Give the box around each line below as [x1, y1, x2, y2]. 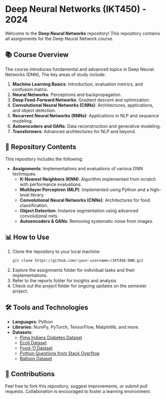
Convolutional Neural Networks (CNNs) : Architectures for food [19, 197, 150, 203]
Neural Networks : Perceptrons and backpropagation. [12, 92, 122, 98]
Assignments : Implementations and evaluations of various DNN [12, 165, 143, 171]
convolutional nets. [19, 213, 58, 219]
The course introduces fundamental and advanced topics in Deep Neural [5, 66, 154, 72]
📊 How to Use [5, 233, 50, 241]
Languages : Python [12, 319, 53, 325]
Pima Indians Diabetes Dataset [19, 335, 83, 341]
